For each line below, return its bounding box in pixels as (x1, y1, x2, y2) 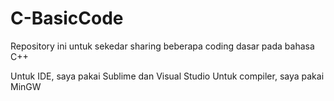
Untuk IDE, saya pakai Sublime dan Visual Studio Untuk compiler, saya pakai (10, 70, 325, 82)
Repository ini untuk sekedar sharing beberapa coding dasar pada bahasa (10, 40, 315, 52)
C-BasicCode (10, 7, 124, 30)
